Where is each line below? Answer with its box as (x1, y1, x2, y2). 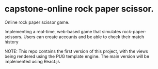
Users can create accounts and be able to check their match (23, 34, 144, 40)
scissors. (4, 34, 23, 40)
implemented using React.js (4, 58, 60, 64)
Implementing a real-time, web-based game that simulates (4, 28, 122, 34)
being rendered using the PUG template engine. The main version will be (4, 53, 150, 59)
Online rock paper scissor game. (4, 19, 70, 25)
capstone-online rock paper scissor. (4, 3, 154, 14)
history (4, 39, 19, 44)
